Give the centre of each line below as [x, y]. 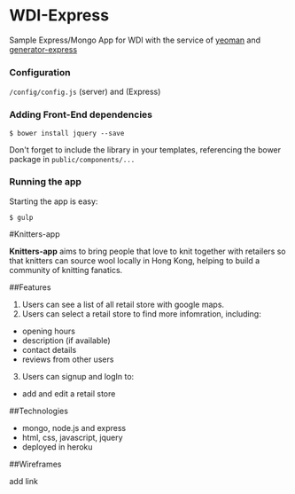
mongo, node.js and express [74, 427]
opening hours [48, 331]
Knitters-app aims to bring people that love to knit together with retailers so [147, 251]
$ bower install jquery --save [67, 133]
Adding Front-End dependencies [81, 114]
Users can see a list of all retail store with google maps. [123, 304]
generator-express [43, 49]
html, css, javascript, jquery [72, 437]
